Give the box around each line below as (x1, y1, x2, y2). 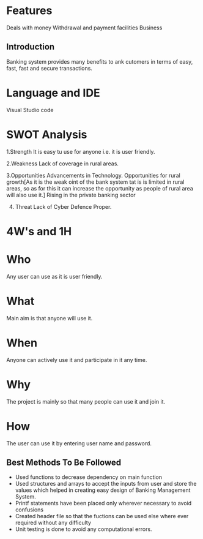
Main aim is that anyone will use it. (6, 314, 93, 322)
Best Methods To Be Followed (6, 457, 122, 467)
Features (6, 4, 53, 18)
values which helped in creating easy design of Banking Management (15, 486, 191, 494)
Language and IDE (6, 86, 100, 100)
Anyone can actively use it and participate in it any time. (6, 356, 147, 363)
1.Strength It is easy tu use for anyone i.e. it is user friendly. (6, 148, 155, 155)
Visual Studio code (6, 106, 54, 113)
